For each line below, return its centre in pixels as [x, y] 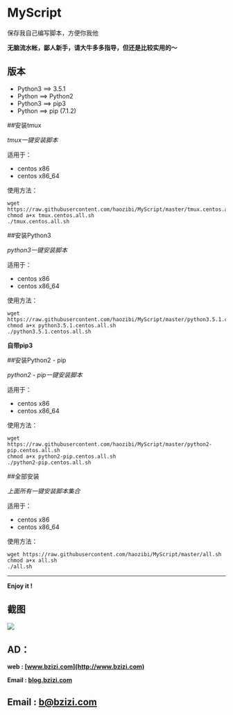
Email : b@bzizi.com [52, 702]
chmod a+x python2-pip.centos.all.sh [62, 456]
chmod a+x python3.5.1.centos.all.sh [62, 325]
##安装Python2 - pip [37, 360]
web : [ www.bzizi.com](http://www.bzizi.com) [76, 666]
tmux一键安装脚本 [33, 139]
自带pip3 [20, 345]
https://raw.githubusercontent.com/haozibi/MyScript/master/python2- [110, 444]
